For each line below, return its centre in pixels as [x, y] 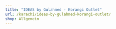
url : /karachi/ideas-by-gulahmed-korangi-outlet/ [58, 14]
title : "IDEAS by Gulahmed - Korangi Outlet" [53, 10]
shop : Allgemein [22, 19]
